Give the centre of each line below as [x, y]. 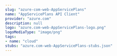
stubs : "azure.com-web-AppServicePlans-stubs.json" [59, 46]
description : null [24, 23]
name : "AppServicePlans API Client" [42, 14]
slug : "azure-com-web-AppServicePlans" [46, 9]
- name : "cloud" [22, 41]
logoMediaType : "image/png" [34, 32]
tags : [11, 37]
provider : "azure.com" [28, 19]
